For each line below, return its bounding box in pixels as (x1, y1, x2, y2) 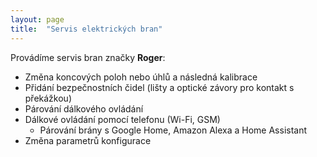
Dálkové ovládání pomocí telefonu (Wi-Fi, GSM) (24, 113, 221, 125)
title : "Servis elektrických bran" (10, 24, 163, 34)
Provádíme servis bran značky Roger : (10, 51, 166, 63)
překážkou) (24, 92, 72, 104)
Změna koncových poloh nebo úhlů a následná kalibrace (24, 71, 258, 83)
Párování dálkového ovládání (24, 102, 144, 115)
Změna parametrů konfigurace (24, 134, 152, 146)
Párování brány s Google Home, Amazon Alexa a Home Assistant (39, 124, 308, 136)
